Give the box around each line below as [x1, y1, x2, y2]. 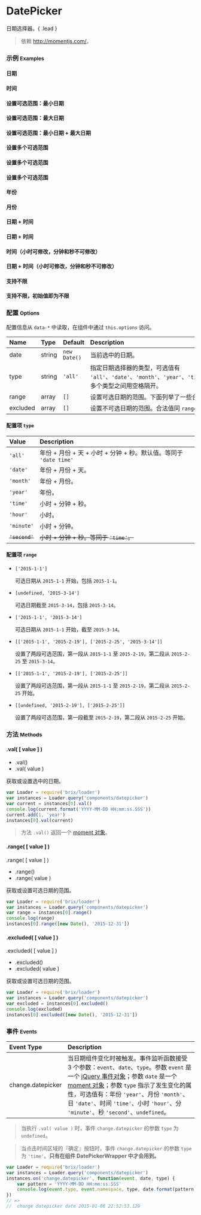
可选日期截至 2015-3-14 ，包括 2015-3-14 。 [14, 602, 119, 609]
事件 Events [6, 1027, 37, 1035]
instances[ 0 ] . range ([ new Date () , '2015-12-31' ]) [6, 921, 130, 927]
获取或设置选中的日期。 [6, 778, 64, 785]
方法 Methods [6, 730, 42, 738]
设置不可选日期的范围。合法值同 [90, 404, 181, 412]
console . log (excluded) [6, 1006, 63, 1012]
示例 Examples [6, 54, 45, 62]
